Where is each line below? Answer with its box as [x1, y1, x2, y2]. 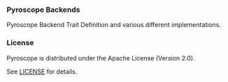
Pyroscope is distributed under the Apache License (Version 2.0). [6, 54, 195, 62]
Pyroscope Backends [6, 5, 80, 15]
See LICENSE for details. [6, 67, 78, 76]
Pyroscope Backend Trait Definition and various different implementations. [6, 21, 222, 29]
